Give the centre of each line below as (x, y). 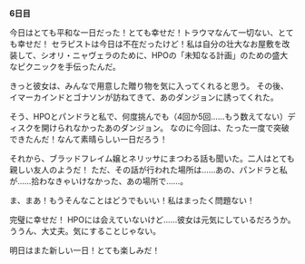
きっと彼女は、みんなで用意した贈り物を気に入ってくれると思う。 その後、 (149, 86)
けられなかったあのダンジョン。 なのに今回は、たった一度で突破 (169, 128)
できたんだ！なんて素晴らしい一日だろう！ (89, 139)
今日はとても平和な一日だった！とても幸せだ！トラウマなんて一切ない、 (144, 33)
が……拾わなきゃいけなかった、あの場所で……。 (99, 181)
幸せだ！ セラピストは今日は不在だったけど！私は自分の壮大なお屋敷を (149, 44)
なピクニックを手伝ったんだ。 (65, 67)
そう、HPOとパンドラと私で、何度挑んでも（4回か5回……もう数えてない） (148, 117)
